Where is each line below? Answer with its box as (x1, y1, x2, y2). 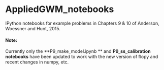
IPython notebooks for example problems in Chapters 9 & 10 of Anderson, (5, 20, 159, 26)
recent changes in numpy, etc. (5, 59, 69, 65)
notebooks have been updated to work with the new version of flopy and (5, 54, 158, 60)
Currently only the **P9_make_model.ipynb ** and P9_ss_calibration (5, 48, 151, 54)
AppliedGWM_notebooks (5, 4, 114, 15)
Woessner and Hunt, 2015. (5, 25, 61, 31)
